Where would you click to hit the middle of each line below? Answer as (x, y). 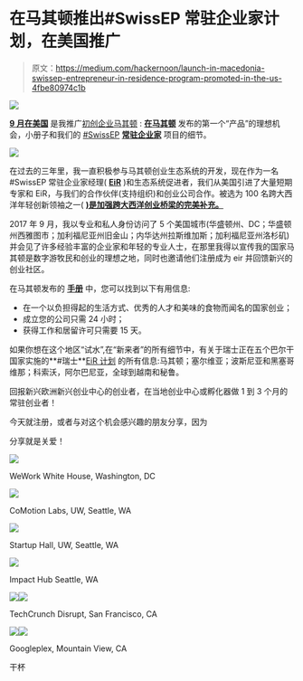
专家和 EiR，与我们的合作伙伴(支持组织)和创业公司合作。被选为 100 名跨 (143, 193)
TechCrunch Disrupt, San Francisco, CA (84, 614)
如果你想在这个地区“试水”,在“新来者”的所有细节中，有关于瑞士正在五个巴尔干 (152, 349)
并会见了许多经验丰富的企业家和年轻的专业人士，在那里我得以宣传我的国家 (148, 246)
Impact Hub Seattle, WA (54, 579)
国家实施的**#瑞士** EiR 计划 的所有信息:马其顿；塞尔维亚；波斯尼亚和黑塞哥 (152, 360)
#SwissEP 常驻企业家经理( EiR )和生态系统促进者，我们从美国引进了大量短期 (151, 182)
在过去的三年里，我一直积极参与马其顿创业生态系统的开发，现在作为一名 (144, 170)
